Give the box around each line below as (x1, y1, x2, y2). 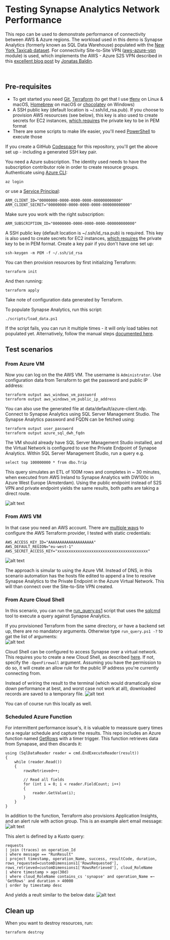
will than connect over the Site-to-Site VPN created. (5, 583, 114, 590)
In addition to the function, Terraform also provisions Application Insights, (5, 813, 158, 819)
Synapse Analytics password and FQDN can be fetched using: (5, 416, 135, 422)
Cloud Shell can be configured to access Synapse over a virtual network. (5, 649, 157, 655)
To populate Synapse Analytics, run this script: (5, 306, 103, 312)
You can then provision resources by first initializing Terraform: (5, 259, 137, 265)
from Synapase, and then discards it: (5, 741, 82, 747)
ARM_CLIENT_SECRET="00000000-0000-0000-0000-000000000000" (5, 202, 133, 207)
